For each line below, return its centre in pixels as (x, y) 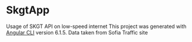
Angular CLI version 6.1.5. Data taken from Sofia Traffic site (77, 32)
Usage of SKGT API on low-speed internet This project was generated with (96, 26)
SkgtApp (28, 10)
